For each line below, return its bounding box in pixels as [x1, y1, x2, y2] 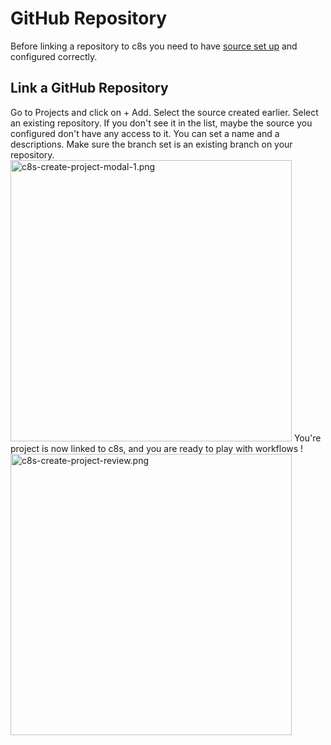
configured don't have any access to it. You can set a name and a [10, 127, 280, 139]
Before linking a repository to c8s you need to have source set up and [10, 40, 298, 52]
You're [293, 432, 322, 444]
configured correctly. [10, 50, 98, 62]
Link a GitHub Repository [10, 80, 169, 97]
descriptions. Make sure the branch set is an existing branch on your [10, 138, 293, 150]
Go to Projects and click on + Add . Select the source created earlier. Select [10, 106, 319, 118]
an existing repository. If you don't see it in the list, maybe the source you [10, 117, 313, 129]
